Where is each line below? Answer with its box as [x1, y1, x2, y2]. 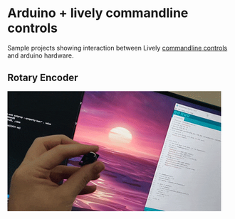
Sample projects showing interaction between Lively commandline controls [7, 43, 228, 52]
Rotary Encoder [7, 72, 78, 84]
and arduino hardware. [7, 51, 74, 60]
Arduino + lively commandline [7, 5, 189, 21]
